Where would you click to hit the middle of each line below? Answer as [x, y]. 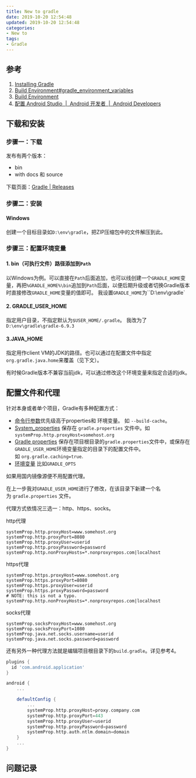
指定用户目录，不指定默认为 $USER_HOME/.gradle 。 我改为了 [77, 320]
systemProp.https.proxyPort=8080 [47, 580]
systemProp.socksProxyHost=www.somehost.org [61, 624]
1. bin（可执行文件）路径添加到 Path [49, 264]
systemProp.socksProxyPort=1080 [45, 629]
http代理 [16, 521]
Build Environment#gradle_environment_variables [74, 90]
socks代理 [18, 612]
